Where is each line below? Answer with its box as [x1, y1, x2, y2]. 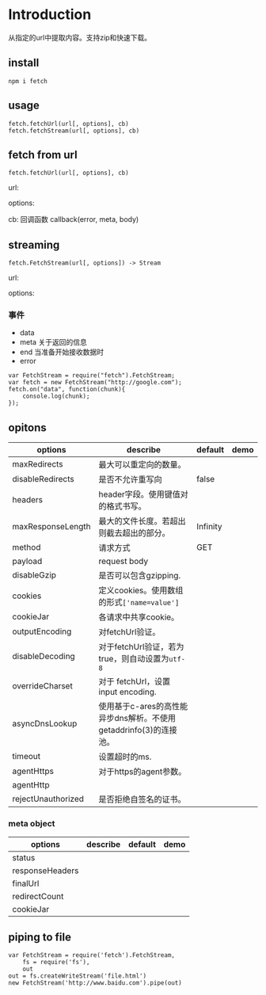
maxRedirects [12, 459, 63, 470]
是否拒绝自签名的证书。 [98, 794, 186, 805]
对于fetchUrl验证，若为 [98, 642, 184, 653]
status [12, 852, 36, 863]
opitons [8, 421, 47, 434]
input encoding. [98, 687, 157, 698]
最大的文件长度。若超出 [98, 516, 186, 527]
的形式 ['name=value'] [98, 597, 180, 608]
